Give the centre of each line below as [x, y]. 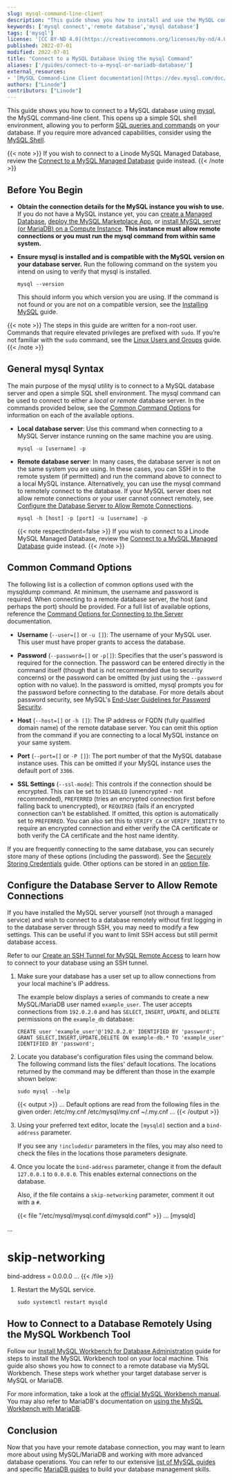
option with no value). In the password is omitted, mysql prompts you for [120, 685]
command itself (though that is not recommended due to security [110, 670]
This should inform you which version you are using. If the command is [118, 297]
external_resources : [37, 71]
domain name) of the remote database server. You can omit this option [117, 727]
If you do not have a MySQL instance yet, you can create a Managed [115, 214]
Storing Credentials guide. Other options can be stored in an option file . [109, 864]
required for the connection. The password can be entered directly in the [121, 663]
